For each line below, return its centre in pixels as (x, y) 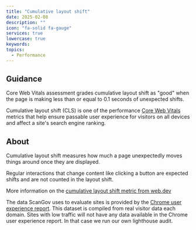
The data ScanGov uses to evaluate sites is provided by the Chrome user (94, 202)
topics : (16, 50)
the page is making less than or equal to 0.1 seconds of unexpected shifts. (95, 99)
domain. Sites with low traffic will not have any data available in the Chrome (97, 215)
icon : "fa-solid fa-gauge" (39, 28)
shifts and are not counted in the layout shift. (60, 180)
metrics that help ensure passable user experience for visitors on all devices (98, 117)
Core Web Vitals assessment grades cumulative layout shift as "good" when (98, 93)
